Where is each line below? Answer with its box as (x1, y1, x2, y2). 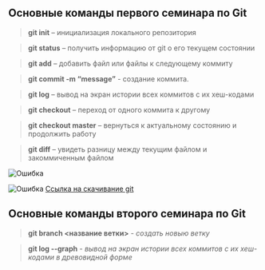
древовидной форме (61, 252, 133, 262)
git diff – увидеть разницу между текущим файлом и (27, 144, 208, 154)
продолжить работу (27, 129, 97, 138)
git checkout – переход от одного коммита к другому (27, 105, 211, 114)
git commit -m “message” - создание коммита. (27, 73, 189, 83)
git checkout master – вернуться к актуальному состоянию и (27, 120, 237, 130)
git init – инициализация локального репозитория (27, 27, 197, 37)
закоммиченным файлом (27, 153, 114, 162)
